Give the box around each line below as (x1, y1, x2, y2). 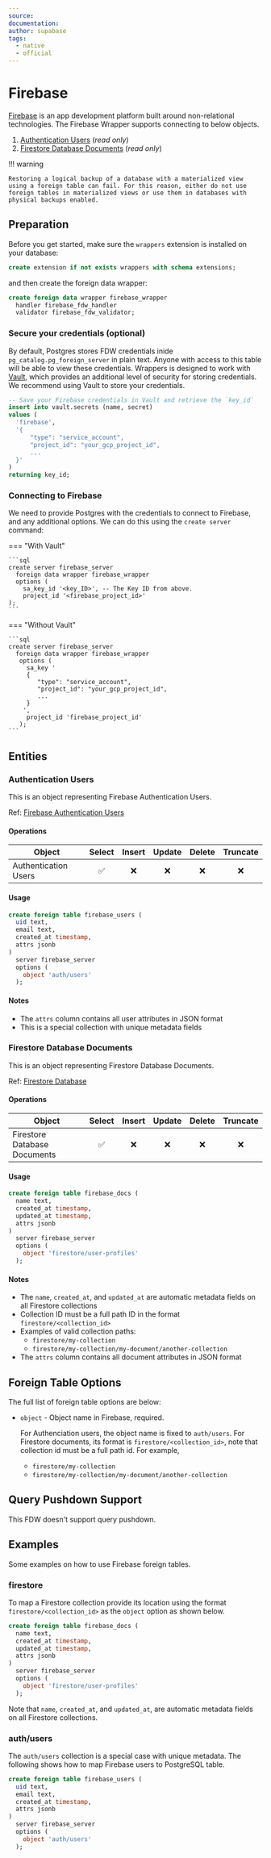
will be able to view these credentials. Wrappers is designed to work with (8, 363, 252, 373)
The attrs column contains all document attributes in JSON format (19, 1352, 242, 1362)
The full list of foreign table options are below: (8, 1397, 161, 1406)
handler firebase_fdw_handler (15, 301, 117, 309)
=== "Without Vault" (8, 620, 77, 630)
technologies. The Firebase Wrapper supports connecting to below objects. (8, 119, 260, 129)
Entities (8, 749, 48, 763)
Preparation (8, 218, 69, 232)
